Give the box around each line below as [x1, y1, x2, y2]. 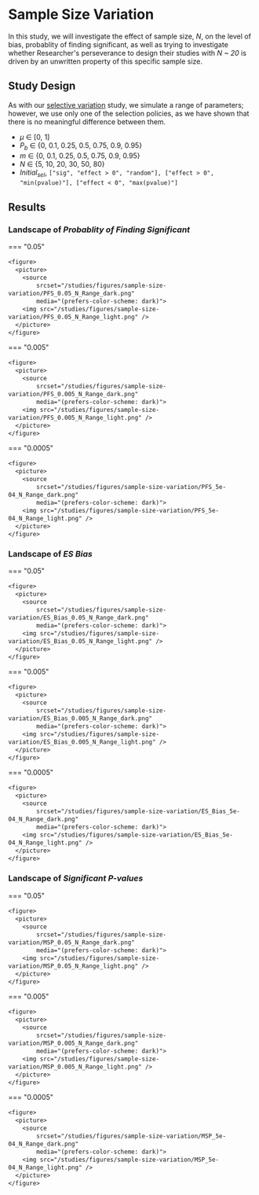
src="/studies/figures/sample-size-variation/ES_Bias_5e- [39, 831, 234, 839]
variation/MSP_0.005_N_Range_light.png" [8, 1063, 143, 1071]
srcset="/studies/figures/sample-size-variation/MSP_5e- [36, 1132, 226, 1140]
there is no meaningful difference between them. [8, 116, 166, 127]
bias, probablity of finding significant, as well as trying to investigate [8, 39, 229, 49]
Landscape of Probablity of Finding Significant [8, 224, 191, 235]
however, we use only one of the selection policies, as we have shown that [8, 108, 250, 118]
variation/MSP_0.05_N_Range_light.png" [8, 962, 139, 970]
